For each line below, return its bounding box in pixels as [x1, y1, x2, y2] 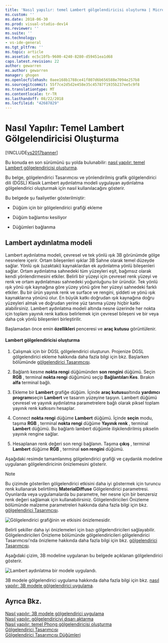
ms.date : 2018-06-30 [5, 17, 48, 22]
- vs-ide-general [5, 40, 41, 45]
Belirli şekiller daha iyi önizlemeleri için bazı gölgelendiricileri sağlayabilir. [5, 527, 155, 533]
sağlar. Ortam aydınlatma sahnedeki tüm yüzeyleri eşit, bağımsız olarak [5, 268, 151, 274]
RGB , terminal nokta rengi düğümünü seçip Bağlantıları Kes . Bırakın [12, 374, 154, 380]
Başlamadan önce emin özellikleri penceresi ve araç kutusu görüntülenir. [5, 326, 156, 332]
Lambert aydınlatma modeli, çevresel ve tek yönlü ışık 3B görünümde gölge [5, 252, 160, 258]
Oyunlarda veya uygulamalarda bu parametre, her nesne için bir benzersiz [5, 491, 157, 497]
